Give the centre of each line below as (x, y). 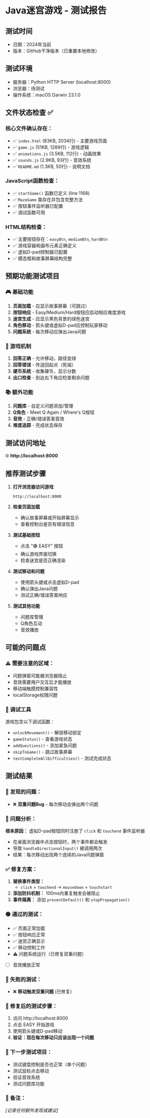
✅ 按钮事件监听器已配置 (38, 206)
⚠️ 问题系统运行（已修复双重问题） (50, 954)
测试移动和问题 (29, 571)
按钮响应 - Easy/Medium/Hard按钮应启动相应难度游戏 (69, 312)
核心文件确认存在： (29, 129)
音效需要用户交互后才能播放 (42, 682)
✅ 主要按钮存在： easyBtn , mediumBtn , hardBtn (60, 239)
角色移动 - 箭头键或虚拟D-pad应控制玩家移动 (60, 325)
